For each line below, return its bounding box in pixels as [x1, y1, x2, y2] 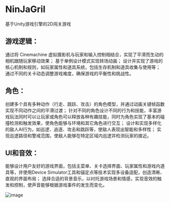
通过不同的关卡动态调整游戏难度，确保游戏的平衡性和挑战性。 [5, 70, 134, 76]
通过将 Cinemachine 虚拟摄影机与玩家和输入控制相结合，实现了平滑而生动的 [5, 52, 164, 58]
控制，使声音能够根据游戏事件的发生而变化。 [14, 182, 107, 188]
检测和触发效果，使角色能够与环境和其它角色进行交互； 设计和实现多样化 [9, 120, 162, 126]
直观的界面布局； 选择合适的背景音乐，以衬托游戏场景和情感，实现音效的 [5, 176, 157, 182]
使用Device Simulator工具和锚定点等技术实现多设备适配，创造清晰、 [22, 169, 165, 175]
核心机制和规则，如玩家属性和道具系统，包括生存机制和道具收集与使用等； [5, 64, 160, 70]
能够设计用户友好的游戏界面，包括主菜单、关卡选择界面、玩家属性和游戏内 [5, 163, 160, 169]
